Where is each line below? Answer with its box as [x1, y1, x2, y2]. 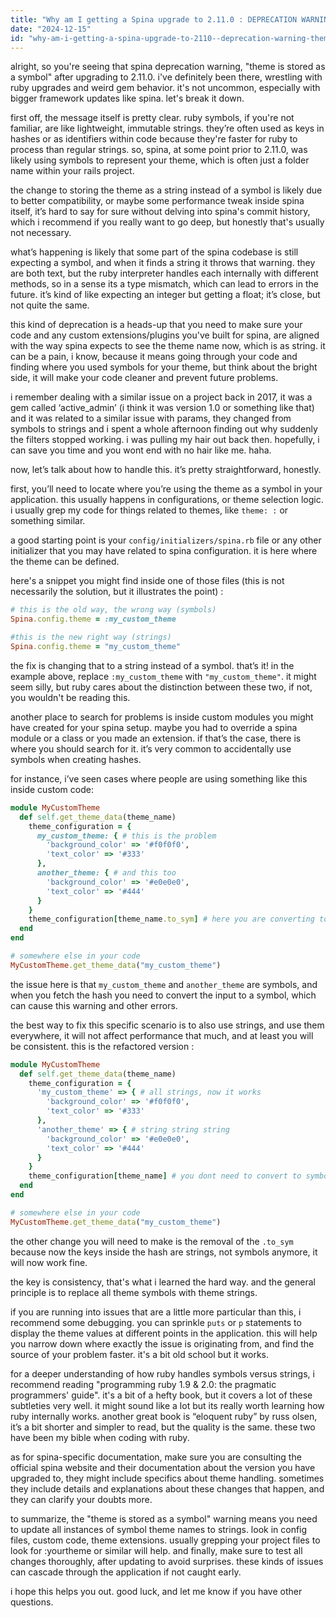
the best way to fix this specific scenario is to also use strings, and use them [10, 1019, 325, 1031]
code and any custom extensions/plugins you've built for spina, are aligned [10, 329, 320, 341]
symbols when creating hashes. [10, 753, 142, 765]
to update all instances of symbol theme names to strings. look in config [10, 1523, 308, 1535]
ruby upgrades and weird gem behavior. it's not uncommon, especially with [10, 82, 321, 94]
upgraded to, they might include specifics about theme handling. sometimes [10, 1472, 325, 1484]
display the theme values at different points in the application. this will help [10, 1327, 318, 1339]
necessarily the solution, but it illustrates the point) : [10, 586, 224, 598]
